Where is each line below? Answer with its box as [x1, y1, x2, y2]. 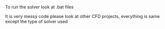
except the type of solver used [5, 19, 68, 24]
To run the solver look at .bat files [5, 4, 74, 10]
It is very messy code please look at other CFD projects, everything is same [5, 14, 160, 19]
